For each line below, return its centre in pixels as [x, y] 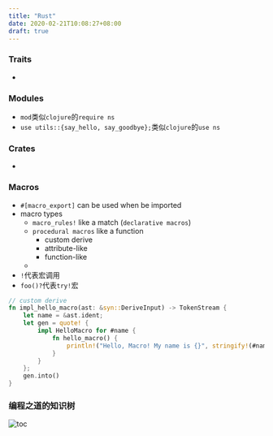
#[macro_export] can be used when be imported [101, 205]
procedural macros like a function [88, 231]
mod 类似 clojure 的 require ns [67, 117]
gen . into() [41, 376]
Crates [22, 149]
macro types [41, 214]
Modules [26, 98]
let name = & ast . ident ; [63, 316]
